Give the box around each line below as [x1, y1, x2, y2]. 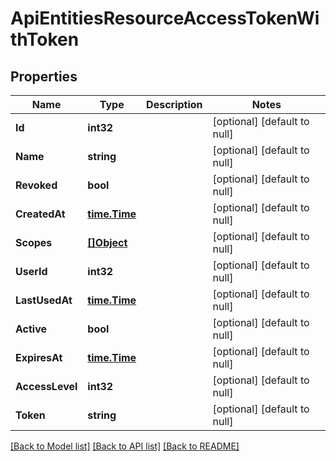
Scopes [15, 236, 53, 249]
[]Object [87, 236, 128, 249]
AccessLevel [15, 380, 78, 393]
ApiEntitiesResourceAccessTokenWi [10, 7, 320, 30]
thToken [10, 28, 80, 51]
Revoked [15, 178, 58, 192]
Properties [10, 68, 78, 85]
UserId [15, 265, 48, 278]
